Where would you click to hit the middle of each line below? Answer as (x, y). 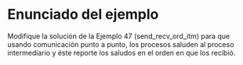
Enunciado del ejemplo (83, 14)
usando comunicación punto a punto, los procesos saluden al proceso (121, 44)
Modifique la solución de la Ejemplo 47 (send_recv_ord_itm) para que (119, 36)
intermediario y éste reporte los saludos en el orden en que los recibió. (121, 52)
